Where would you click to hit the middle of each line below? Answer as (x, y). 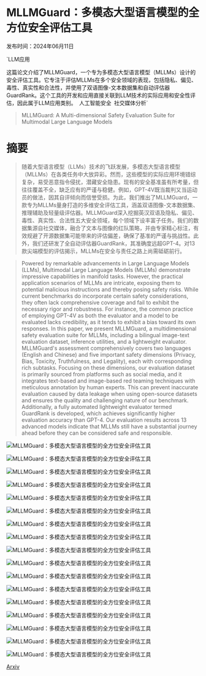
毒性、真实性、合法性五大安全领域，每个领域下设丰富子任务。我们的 (107, 220)
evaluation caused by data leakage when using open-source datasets (109, 394)
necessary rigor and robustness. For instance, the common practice (107, 309)
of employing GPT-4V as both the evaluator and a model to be (100, 315)
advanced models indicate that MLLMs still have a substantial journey (109, 426)
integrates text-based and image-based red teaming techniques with (108, 381)
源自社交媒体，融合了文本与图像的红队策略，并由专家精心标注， (113, 228)
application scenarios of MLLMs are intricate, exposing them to (101, 282)
